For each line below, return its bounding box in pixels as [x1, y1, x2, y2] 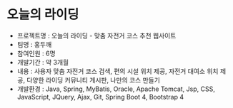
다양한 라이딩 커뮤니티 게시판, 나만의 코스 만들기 [26, 75, 160, 84]
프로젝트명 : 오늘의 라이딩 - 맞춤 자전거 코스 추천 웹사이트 [16, 31, 177, 40]
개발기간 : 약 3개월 [16, 58, 69, 66]
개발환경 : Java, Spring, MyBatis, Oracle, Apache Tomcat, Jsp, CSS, [16, 85, 215, 93]
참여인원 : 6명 [16, 49, 56, 58]
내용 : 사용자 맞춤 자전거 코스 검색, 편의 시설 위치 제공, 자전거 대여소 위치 [16, 67, 219, 75]
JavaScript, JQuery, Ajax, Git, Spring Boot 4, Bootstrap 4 [16, 92, 184, 101]
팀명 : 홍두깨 [16, 40, 52, 48]
